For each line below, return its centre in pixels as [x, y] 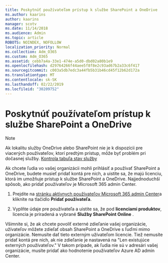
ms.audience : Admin [25, 33]
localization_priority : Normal [38, 47]
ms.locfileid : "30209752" [32, 89]
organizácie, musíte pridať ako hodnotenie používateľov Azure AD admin [80, 250]
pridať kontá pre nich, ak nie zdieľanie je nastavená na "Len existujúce [77, 240]
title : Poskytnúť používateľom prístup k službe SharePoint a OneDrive [81, 10]
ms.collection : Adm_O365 [31, 52]
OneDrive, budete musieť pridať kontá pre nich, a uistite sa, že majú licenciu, [84, 174]
